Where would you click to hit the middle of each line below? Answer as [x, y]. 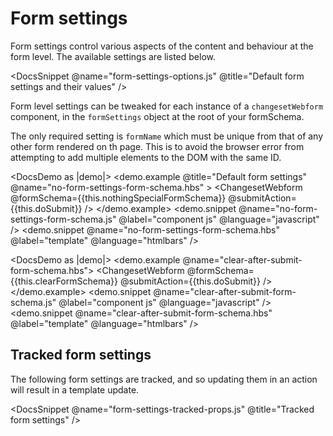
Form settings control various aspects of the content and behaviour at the [162, 46]
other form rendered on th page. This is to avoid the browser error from [157, 146]
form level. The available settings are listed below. [113, 56]
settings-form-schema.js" [63, 219]
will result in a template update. [75, 389]
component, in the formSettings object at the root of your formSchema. [157, 116]
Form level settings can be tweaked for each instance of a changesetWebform [167, 106]
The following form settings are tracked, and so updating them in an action [164, 379]
